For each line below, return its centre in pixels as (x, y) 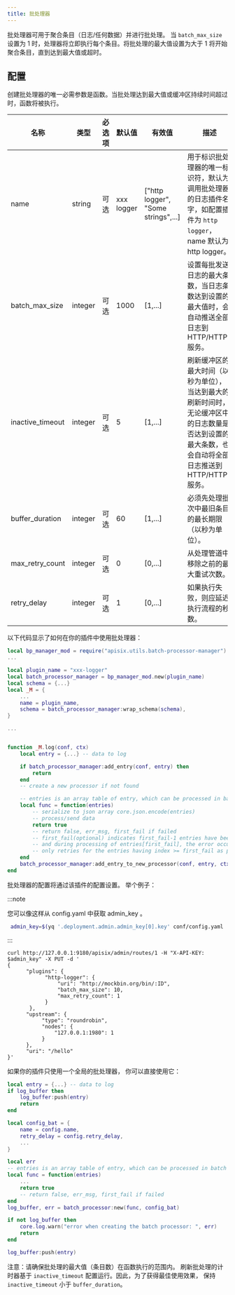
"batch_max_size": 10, (90, 990)
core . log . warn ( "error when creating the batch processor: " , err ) (119, 1227)
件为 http (202, 220)
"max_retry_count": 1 (88, 996)
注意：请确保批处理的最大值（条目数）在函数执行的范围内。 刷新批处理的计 (115, 1266)
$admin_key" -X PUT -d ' (43, 959)
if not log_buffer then (42, 1220)
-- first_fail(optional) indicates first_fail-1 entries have (125, 838)
